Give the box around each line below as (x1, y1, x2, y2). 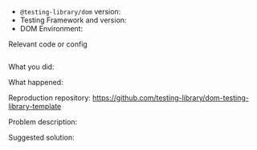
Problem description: (8, 117, 78, 127)
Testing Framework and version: (19, 15, 127, 25)
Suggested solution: (8, 132, 75, 142)
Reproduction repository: (8, 93, 91, 103)
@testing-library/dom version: (19, 7, 121, 16)
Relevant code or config (8, 39, 88, 49)
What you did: (8, 62, 55, 71)
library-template (8, 102, 62, 111)
